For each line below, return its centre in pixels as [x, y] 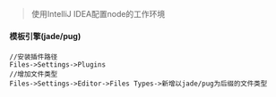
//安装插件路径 [34, 57]
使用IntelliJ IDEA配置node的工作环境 [98, 14]
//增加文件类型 [34, 75]
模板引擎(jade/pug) [45, 36]
